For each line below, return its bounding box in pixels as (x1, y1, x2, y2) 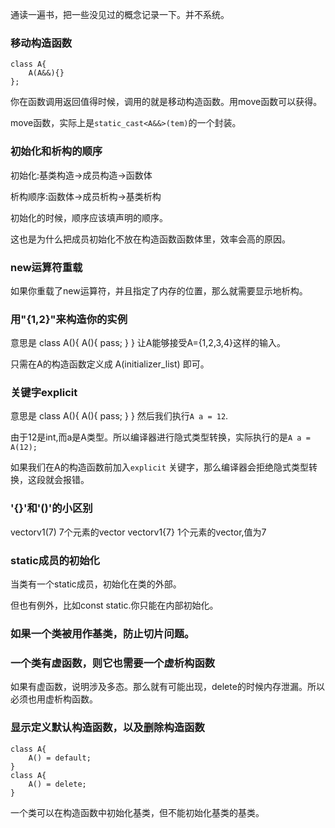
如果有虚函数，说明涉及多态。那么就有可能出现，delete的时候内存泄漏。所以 (10, 681, 325, 693)
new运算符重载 (10, 260, 83, 274)
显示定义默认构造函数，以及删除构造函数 (10, 721, 205, 735)
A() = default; (28, 753, 92, 763)
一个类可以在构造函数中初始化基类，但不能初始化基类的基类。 (10, 806, 265, 818)
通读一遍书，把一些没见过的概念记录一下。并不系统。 (10, 9, 230, 20)
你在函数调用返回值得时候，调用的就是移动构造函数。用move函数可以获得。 (10, 96, 323, 108)
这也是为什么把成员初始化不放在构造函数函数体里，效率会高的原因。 (10, 233, 291, 245)
